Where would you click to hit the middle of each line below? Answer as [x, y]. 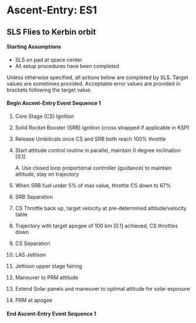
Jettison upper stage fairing [49, 266]
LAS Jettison [30, 254]
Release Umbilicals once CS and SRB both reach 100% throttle [90, 139]
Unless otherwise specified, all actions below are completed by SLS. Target [98, 77]
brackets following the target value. [49, 90]
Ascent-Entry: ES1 [52, 10]
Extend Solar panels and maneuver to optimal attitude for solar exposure [102, 288]
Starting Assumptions [34, 47]
